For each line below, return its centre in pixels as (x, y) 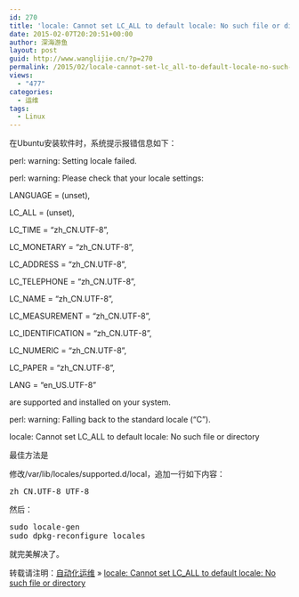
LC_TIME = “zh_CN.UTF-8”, (59, 230)
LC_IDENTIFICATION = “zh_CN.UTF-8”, (81, 334)
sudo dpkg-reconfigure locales (77, 536)
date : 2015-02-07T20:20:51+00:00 (71, 34)
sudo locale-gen (44, 527)
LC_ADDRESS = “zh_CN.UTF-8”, (68, 264)
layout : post (33, 51)
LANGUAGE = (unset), (50, 196)
